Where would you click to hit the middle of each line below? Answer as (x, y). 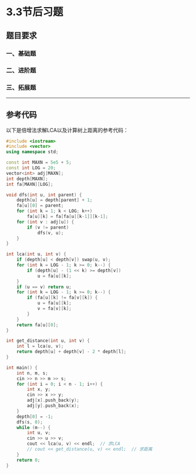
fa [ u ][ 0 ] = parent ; (40, 206)
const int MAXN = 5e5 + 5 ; (39, 162)
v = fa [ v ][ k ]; (54, 309)
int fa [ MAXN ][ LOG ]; (30, 184)
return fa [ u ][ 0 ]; (38, 325)
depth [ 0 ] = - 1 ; (35, 416)
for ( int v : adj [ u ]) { (45, 222)
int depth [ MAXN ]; (27, 179)
